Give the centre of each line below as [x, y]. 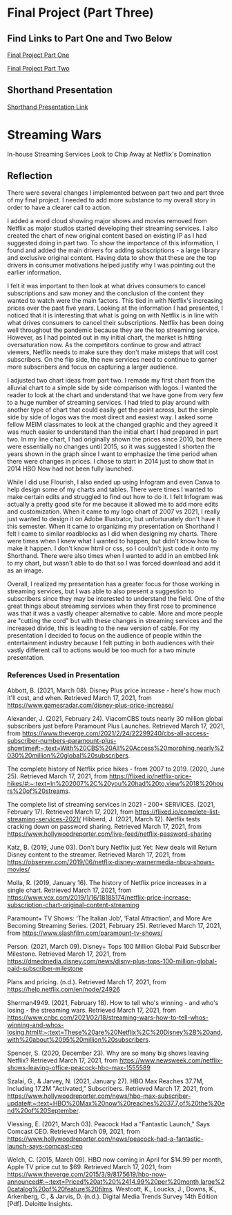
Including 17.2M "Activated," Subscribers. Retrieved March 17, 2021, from [110, 1088]
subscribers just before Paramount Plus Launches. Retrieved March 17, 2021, [116, 726]
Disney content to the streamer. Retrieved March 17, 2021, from [97, 855]
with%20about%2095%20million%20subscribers [78, 1039]
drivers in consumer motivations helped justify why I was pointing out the [111, 265]
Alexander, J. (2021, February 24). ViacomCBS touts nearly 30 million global [115, 718]
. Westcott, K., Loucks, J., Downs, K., [165, 1189]
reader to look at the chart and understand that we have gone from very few [115, 395]
